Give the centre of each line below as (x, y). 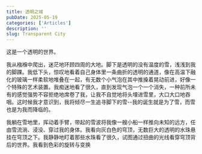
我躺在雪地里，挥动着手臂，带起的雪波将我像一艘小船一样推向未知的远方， (98, 122)
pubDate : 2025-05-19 (32, 17)
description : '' (26, 28)
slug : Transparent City (36, 34)
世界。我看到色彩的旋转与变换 (54, 145)
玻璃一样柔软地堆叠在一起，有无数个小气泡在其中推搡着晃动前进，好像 (103, 80)
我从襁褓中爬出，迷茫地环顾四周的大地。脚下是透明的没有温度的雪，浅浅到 (98, 65)
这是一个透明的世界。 (32, 52)
